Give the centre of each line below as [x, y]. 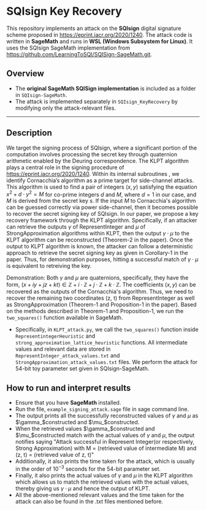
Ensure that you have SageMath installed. [68, 403]
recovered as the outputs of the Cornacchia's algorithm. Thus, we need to [100, 292]
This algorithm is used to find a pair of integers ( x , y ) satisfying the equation [102, 187]
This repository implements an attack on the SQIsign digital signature [94, 28]
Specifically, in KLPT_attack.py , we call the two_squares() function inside [107, 330]
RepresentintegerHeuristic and [55, 336]
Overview [25, 74]
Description [29, 133]
